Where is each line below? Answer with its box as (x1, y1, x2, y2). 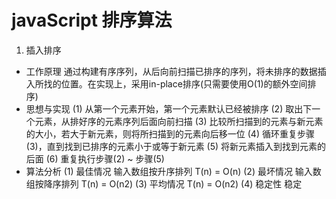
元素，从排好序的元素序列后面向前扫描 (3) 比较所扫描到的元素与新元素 (34, 115, 324, 127)
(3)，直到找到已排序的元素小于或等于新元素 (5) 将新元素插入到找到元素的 (25, 140, 327, 152)
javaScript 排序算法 (11, 9, 173, 32)
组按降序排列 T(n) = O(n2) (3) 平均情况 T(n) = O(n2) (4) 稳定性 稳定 (25, 177, 303, 190)
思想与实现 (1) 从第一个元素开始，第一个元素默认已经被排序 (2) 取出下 (25, 102, 313, 115)
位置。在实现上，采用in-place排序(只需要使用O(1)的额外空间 (60, 77, 308, 90)
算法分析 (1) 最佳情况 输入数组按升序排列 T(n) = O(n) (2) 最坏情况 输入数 (25, 165, 322, 177)
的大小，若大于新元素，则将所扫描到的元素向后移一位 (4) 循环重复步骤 (25, 127, 315, 140)
